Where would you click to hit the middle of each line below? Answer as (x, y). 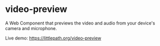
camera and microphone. (31, 28)
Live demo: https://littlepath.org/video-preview (53, 38)
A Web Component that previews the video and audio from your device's (80, 23)
